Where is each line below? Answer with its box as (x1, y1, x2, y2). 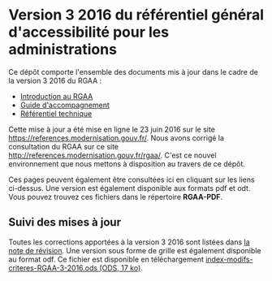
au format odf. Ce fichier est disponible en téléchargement (8, 254, 205, 264)
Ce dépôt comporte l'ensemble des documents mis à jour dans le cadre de (8, 67, 258, 76)
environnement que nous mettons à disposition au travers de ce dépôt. (8, 158, 245, 168)
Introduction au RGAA (19, 91, 93, 101)
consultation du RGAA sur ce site (8, 141, 119, 151)
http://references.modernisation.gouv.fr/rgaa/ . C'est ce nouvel (8, 150, 217, 160)
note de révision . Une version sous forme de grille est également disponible (8, 245, 261, 255)
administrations (8, 41, 118, 58)
